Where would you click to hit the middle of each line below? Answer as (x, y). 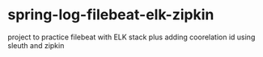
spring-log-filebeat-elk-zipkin (111, 15)
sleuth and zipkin (36, 45)
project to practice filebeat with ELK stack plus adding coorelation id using (131, 37)
